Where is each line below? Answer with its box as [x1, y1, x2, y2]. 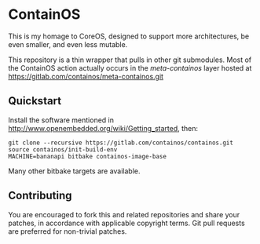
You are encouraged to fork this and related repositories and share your [8, 209, 240, 219]
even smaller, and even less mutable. [8, 39, 128, 49]
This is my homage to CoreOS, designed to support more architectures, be [8, 31, 250, 41]
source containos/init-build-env [8, 145, 118, 154]
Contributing [8, 189, 72, 202]
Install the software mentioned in [8, 115, 115, 125]
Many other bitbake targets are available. [8, 166, 141, 176]
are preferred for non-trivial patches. [8, 226, 127, 236]
